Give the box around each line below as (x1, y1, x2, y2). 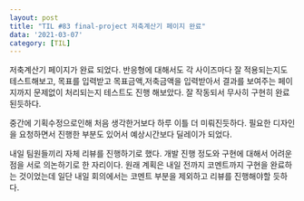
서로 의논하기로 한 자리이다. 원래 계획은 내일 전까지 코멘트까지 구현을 (25, 159, 269, 170)
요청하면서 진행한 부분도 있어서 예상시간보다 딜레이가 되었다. (18, 129, 233, 140)
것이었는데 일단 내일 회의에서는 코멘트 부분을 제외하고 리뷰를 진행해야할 (18, 171, 271, 182)
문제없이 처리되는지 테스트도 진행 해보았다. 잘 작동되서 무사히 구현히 (33, 87, 274, 98)
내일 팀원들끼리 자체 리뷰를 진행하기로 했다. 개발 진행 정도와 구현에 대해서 (9, 148, 269, 159)
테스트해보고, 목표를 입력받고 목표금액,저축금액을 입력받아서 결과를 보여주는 (9, 76, 277, 87)
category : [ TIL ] (9, 38, 71, 48)
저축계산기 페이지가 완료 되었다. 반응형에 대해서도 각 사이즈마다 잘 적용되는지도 (9, 64, 289, 75)
